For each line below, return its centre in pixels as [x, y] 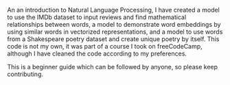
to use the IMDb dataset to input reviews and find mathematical [97, 17]
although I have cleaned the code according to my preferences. [97, 53]
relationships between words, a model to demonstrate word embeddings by [114, 24]
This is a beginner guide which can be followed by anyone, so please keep [113, 67]
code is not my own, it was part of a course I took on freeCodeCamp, [105, 46]
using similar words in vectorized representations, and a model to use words [115, 32]
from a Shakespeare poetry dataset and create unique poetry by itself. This [113, 39]
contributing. [25, 74]
